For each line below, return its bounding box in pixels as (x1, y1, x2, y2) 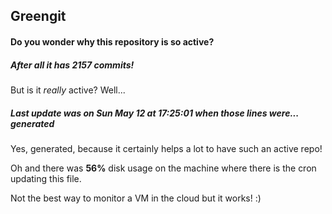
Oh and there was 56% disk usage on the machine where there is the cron (10, 162, 317, 174)
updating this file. (10, 172, 82, 184)
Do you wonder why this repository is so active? (10, 35, 215, 48)
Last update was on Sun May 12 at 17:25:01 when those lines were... (10, 107, 299, 119)
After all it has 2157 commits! (10, 59, 135, 71)
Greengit (10, 8, 67, 25)
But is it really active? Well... (10, 84, 126, 96)
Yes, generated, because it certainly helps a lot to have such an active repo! (10, 142, 323, 154)
